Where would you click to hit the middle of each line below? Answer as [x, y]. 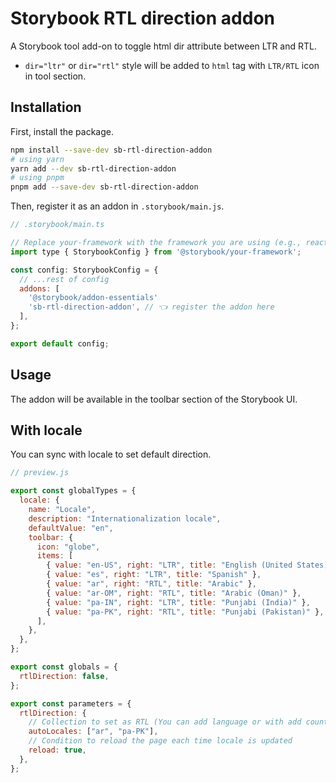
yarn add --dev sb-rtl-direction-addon [93, 168]
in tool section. [55, 76]
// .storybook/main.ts [57, 225]
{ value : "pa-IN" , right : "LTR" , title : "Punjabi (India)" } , [178, 602]
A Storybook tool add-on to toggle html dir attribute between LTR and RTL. [163, 46]
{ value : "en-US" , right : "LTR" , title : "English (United [169, 565]
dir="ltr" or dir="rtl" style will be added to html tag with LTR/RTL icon [172, 65]
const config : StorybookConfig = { [84, 270]
